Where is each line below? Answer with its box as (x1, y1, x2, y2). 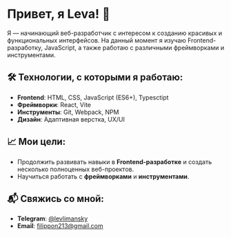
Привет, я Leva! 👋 (7, 6, 110, 22)
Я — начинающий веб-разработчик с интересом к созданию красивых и (7, 29, 223, 37)
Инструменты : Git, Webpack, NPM (17, 108, 119, 116)
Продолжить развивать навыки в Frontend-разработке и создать (17, 157, 212, 166)
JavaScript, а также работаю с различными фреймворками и (44, 43, 225, 52)
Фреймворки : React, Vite (17, 100, 92, 109)
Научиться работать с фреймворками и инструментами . (17, 172, 190, 181)
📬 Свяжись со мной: (7, 192, 105, 205)
